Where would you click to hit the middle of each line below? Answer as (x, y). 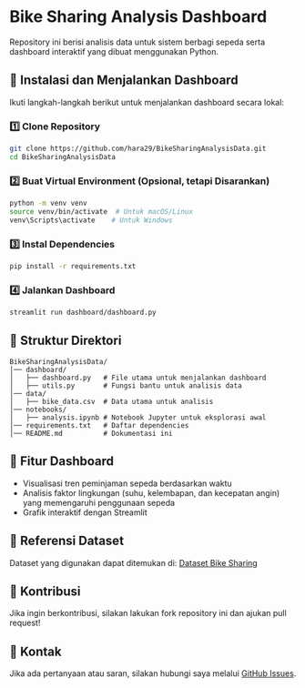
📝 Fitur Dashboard (62, 461)
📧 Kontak (36, 651)
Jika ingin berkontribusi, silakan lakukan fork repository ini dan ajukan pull (148, 613)
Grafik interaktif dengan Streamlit (85, 512)
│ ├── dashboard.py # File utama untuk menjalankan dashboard (138, 378)
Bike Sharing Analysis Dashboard (138, 17)
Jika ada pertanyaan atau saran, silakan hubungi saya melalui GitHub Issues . (153, 673)
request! (25, 623)
